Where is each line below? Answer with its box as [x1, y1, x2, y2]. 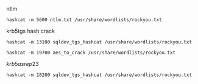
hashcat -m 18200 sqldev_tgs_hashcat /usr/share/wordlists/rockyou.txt [6, 72, 192, 78]
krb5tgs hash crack [6, 27, 55, 34]
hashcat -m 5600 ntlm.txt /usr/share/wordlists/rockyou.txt [6, 17, 163, 23]
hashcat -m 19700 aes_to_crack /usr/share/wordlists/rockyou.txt [6, 50, 175, 56]
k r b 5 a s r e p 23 [6, 60, 39, 67]
